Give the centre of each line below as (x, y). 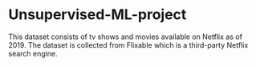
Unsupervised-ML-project (98, 15)
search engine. (33, 53)
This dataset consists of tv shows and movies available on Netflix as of (126, 37)
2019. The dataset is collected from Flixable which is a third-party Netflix (128, 45)
